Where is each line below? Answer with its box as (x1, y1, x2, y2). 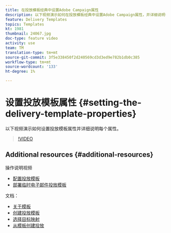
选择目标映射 (12, 216, 40, 222)
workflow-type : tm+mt (5, 60, 51, 65)
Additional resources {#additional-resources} (5, 151, 154, 159)
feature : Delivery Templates (5, 17, 67, 22)
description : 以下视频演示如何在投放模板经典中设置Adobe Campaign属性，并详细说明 (5, 12, 165, 17)
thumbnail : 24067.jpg (5, 31, 51, 36)
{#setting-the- (78, 97, 141, 108)
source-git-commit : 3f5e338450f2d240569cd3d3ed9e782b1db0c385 (5, 54, 140, 60)
